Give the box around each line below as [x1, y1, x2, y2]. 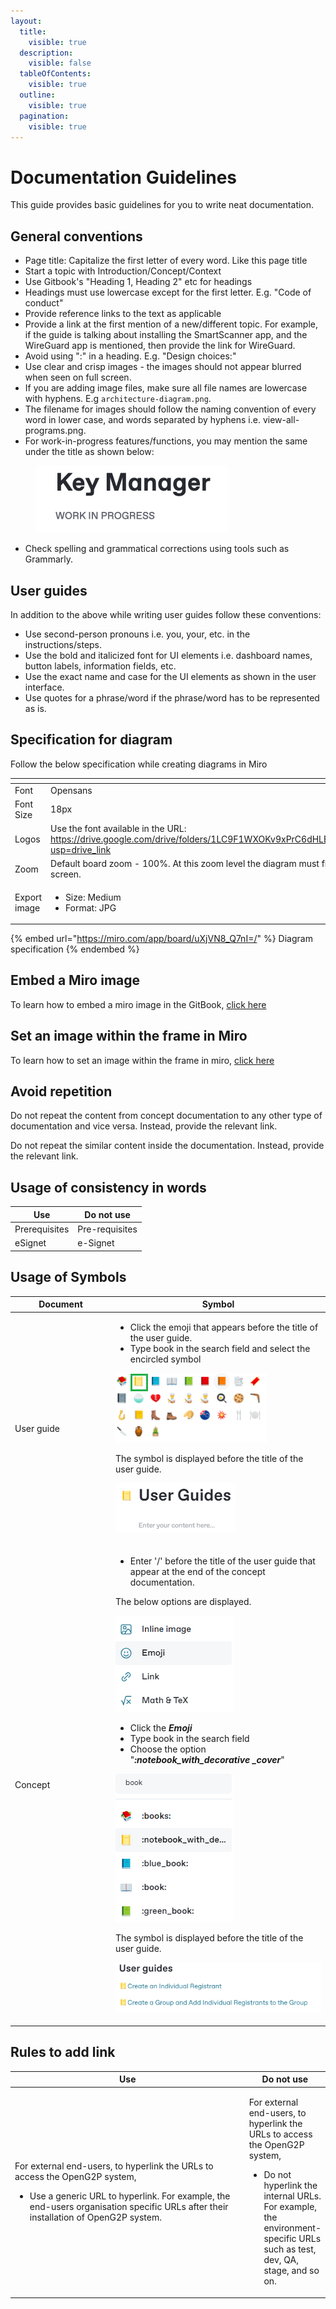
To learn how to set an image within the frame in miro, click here [10, 1054, 275, 1066]
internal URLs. [263, 2190, 322, 2202]
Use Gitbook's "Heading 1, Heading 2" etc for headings [24, 276, 253, 288]
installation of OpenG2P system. [29, 2211, 162, 2224]
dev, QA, [263, 2254, 299, 2266]
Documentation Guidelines [10, 166, 238, 189]
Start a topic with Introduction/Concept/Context [24, 265, 222, 277]
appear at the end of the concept [129, 1565, 266, 1577]
